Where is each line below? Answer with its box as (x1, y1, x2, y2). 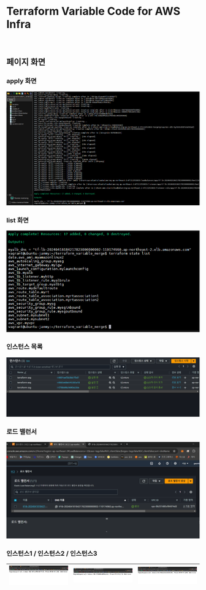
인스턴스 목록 (6, 342, 43, 351)
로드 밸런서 (6, 427, 37, 436)
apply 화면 (6, 77, 37, 85)
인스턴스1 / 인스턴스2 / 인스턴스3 (6, 550, 97, 558)
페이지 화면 (6, 57, 46, 67)
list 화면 (6, 216, 29, 225)
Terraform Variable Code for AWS (6, 4, 181, 18)
